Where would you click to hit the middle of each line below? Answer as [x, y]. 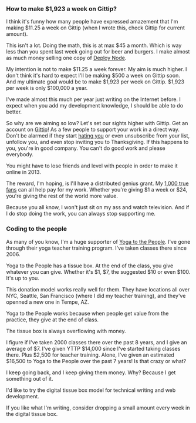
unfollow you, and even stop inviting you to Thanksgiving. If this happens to [97, 142]
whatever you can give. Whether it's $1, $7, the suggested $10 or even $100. [98, 271]
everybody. [20, 155]
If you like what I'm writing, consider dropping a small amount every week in [98, 408]
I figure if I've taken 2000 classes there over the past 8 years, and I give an [97, 342]
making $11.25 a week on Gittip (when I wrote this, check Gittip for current [95, 28]
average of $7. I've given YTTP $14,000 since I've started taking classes [93, 348]
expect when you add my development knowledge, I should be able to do [95, 106]
